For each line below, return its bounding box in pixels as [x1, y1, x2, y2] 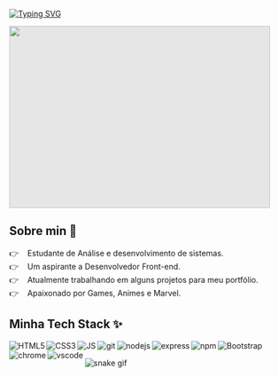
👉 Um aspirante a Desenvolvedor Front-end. [9, 261, 181, 271]
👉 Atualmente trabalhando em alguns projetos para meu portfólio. [9, 274, 259, 285]
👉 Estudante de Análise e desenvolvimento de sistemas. [9, 247, 224, 258]
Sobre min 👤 [9, 224, 78, 239]
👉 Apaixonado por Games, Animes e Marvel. [9, 287, 181, 298]
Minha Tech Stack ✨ [9, 317, 123, 332]
